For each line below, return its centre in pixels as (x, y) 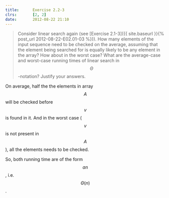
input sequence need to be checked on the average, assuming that (88, 45)
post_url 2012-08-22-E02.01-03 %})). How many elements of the (86, 39)
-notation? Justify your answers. (52, 76)
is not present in (22, 134)
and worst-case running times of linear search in (69, 61)
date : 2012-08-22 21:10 (37, 19)
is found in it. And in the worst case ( (44, 118)
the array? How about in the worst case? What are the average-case (89, 55)
